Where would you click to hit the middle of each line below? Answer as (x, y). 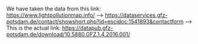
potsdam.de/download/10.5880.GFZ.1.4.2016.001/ (68, 34)
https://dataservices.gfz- (136, 15)
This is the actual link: (34, 28)
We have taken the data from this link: (54, 9)
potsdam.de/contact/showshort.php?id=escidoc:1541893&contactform (95, 21)
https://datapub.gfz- (88, 28)
